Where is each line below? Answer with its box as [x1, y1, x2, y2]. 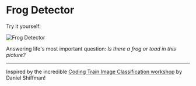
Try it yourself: [6, 23, 41, 30]
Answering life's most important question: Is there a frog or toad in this [6, 45, 176, 52]
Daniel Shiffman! [6, 74, 46, 81]
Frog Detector [6, 3, 75, 17]
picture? [6, 51, 26, 58]
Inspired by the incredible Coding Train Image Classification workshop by [6, 68, 183, 75]
